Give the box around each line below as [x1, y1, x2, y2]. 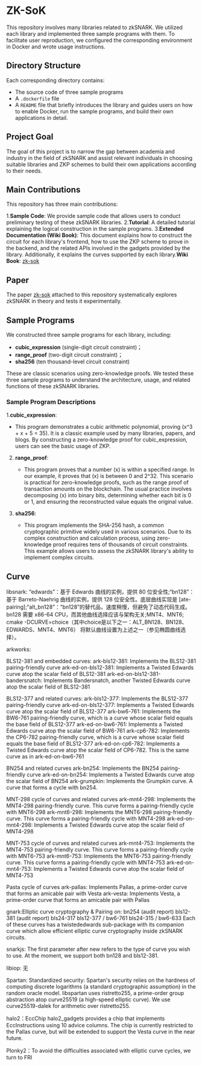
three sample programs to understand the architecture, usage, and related [6, 376, 191, 383]
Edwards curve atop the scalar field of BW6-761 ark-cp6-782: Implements [6, 727, 190, 735]
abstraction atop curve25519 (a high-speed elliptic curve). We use [6, 996, 171, 1003]
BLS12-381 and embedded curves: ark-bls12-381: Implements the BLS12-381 [6, 658, 196, 665]
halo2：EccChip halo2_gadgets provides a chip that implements [6, 1015, 165, 1022]
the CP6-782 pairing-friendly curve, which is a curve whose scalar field [6, 733, 185, 741]
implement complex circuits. [24, 554, 95, 561]
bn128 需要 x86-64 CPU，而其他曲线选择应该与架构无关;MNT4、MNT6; [6, 611, 184, 618]
